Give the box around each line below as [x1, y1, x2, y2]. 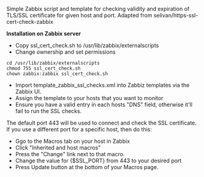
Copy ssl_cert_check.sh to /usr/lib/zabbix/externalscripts [15, 42, 159, 49]
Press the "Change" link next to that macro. [15, 151, 125, 157]
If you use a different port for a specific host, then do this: [6, 126, 152, 133]
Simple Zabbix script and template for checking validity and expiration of [6, 5, 190, 12]
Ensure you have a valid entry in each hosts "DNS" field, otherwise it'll [15, 101, 193, 108]
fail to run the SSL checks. [15, 107, 82, 115]
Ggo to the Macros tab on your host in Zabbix [15, 137, 130, 145]
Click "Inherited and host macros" [15, 144, 101, 151]
